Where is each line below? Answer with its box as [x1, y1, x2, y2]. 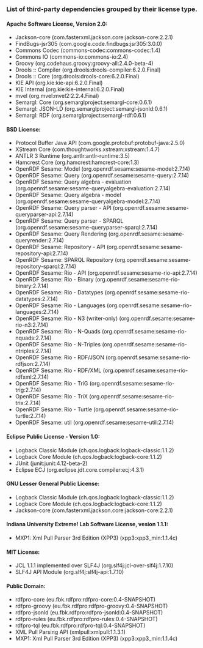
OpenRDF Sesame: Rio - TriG [15, 380, 88, 387]
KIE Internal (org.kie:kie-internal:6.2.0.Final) [15, 86, 125, 93]
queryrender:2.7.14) [15, 237, 64, 244]
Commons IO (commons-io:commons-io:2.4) [15, 53, 129, 61]
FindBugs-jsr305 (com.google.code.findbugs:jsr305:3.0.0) [15, 40, 163, 48]
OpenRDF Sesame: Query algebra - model [15, 192, 121, 199]
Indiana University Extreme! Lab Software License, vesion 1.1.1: [6, 521, 169, 528]
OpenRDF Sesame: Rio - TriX [15, 393, 88, 400]
